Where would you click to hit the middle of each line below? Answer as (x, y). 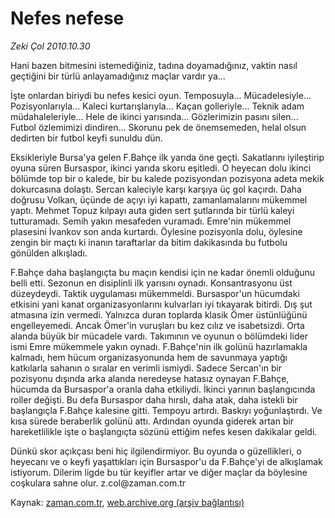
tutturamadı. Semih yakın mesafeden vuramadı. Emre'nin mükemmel (151, 221)
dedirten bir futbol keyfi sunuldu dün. (86, 138)
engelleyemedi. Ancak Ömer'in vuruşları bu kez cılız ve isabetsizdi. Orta (157, 325)
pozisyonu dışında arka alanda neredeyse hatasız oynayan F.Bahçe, (150, 378)
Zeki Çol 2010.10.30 (50, 46)
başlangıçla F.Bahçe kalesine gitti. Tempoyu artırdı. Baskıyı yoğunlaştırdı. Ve (166, 410)
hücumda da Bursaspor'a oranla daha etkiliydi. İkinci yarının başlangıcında (163, 389)
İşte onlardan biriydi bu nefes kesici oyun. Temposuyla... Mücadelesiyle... (161, 95)
